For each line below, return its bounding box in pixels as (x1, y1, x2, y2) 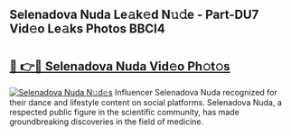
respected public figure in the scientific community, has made (9, 107, 239, 117)
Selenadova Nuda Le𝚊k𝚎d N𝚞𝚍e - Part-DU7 (9, 7, 259, 23)
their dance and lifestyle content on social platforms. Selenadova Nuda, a (9, 97, 283, 107)
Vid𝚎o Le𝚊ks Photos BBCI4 (9, 22, 165, 37)
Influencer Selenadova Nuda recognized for (114, 87, 277, 97)
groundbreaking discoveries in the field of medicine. (9, 116, 204, 127)
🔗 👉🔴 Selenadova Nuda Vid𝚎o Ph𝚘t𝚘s (9, 59, 230, 74)
